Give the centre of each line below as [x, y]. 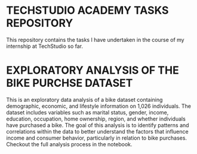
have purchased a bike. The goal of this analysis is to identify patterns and [98, 125]
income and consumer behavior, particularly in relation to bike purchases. [96, 138]
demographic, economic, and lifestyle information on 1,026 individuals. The [98, 106]
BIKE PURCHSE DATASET [70, 83]
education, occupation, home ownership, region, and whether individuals [96, 119]
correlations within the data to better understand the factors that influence [98, 131]
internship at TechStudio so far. [45, 46]
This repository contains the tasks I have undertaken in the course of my [95, 40]
